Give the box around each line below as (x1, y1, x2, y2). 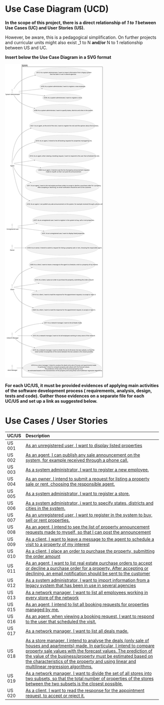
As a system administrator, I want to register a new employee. (25, 466, 149, 472)
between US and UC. (5, 45, 47, 50)
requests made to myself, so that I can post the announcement (25, 529, 151, 535)
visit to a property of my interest (25, 541, 90, 547)
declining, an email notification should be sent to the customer (25, 571, 150, 577)
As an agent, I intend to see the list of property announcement (25, 524, 150, 530)
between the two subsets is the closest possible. (25, 681, 123, 686)
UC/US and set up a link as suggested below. (5, 398, 98, 404)
